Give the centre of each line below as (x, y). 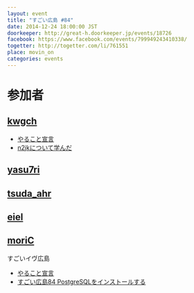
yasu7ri (24, 170)
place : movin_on (30, 53)
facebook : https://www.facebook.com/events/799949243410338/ (97, 40)
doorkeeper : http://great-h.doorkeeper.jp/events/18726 (89, 33)
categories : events (35, 59)
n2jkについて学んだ (45, 147)
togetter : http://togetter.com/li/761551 (68, 46)
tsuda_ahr (29, 193)
